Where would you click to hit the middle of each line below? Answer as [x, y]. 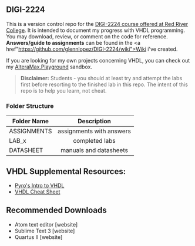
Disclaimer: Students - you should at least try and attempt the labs [101, 78]
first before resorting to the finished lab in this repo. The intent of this [104, 84]
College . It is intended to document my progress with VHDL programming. [96, 30]
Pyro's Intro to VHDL [39, 185]
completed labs [94, 141]
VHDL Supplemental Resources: [66, 171]
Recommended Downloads [56, 210]
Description [94, 122]
